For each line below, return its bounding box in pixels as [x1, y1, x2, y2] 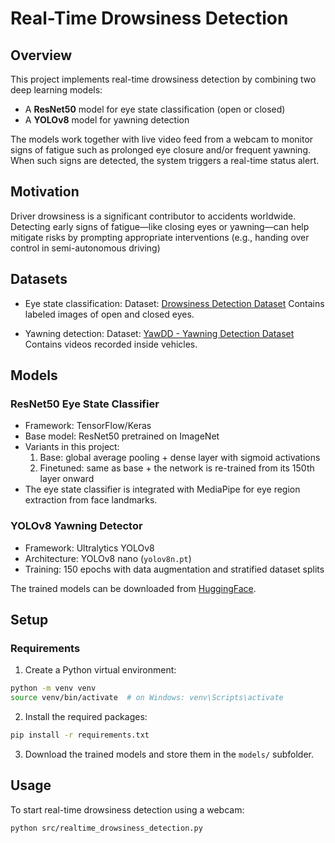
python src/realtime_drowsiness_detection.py [10, 823, 203, 833]
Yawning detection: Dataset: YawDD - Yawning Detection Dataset [24, 327, 295, 339]
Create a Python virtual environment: [24, 664, 177, 676]
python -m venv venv [10, 683, 97, 694]
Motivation [10, 183, 80, 201]
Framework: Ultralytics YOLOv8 [24, 542, 155, 554]
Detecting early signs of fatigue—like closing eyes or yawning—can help [10, 220, 310, 232]
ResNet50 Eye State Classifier [10, 397, 160, 411]
